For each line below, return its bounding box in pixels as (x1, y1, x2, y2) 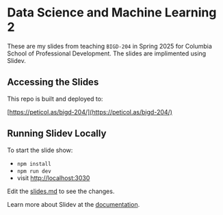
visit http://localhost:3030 (16, 173, 90, 182)
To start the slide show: (7, 146, 73, 154)
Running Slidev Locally (7, 128, 107, 140)
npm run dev (16, 168, 51, 175)
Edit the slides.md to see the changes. (7, 187, 115, 195)
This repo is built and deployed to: (7, 94, 103, 103)
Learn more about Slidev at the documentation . (7, 200, 140, 208)
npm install (16, 160, 51, 167)
